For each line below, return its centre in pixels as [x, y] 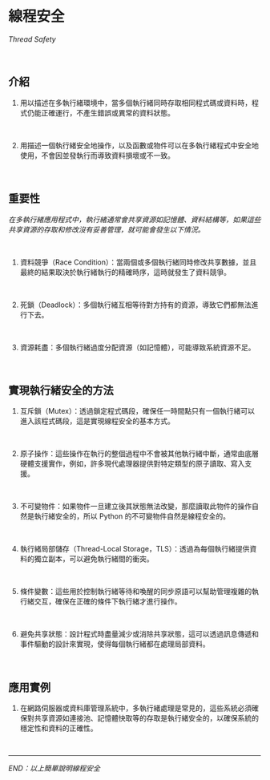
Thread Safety [32, 39]
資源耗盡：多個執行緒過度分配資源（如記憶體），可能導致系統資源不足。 [137, 347]
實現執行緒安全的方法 [61, 390]
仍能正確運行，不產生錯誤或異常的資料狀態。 [101, 112]
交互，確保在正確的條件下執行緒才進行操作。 [108, 601]
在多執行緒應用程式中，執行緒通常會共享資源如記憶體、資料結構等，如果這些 [135, 219]
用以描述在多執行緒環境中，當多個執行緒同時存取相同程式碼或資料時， [136, 103]
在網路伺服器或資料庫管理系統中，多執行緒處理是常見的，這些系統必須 [136, 708]
